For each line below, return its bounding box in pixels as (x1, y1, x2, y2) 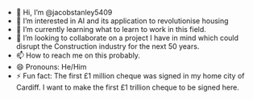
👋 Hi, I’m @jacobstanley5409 (15, 8, 113, 17)
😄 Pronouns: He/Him (15, 62, 87, 71)
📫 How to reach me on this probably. (15, 50, 141, 60)
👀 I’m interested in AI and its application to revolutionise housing (15, 16, 229, 26)
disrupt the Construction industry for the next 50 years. (15, 42, 200, 51)
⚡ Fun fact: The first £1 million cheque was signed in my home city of (15, 71, 245, 80)
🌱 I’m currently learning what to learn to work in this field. (15, 25, 207, 34)
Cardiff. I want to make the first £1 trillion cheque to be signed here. (15, 82, 239, 92)
